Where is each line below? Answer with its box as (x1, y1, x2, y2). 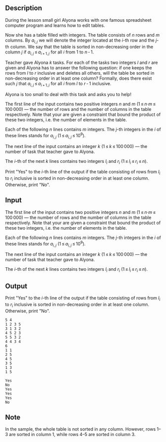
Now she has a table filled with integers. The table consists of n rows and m (5, 32, 160, 38)
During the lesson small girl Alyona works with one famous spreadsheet (5, 17, 152, 23)
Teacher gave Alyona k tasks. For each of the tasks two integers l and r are (5, 59, 158, 66)
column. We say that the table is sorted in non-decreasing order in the (10, 44, 154, 49)
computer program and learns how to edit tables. (5, 22, 105, 28)
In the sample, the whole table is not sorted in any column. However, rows (5, 426, 156, 432)
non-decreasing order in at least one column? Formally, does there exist (5, 75, 152, 81)
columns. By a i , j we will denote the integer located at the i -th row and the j (5, 37, 157, 44)
